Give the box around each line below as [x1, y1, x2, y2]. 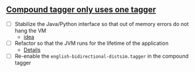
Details [23, 46, 41, 53]
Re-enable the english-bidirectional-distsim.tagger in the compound [14, 53, 189, 60]
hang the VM [14, 27, 46, 34]
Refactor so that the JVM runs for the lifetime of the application [14, 40, 169, 47]
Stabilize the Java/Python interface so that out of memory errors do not [14, 20, 189, 27]
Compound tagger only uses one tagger [6, 5, 157, 15]
